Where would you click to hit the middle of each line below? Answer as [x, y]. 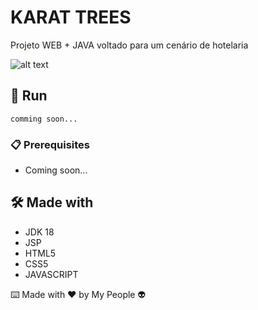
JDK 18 [39, 232]
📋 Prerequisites [50, 144]
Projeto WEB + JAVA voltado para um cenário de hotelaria [129, 45]
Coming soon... [56, 170]
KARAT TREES [71, 17]
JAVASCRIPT [51, 274]
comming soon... [44, 119]
